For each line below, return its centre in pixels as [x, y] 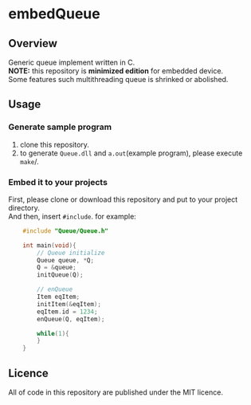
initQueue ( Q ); [60, 275]
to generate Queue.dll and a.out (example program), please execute [131, 153]
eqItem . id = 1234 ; [67, 312]
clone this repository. [55, 144]
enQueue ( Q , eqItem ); [71, 319]
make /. [29, 161]
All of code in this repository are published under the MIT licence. [116, 392]
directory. [24, 207]
